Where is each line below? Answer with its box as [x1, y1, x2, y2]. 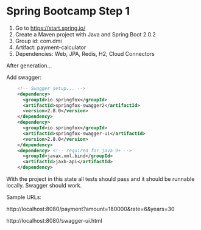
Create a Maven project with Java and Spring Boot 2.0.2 [15, 30, 157, 38]
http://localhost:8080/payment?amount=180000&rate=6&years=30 [6, 205, 175, 213]
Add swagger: [6, 73, 42, 81]
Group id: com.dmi [15, 37, 62, 44]
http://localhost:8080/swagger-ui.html [6, 217, 102, 225]
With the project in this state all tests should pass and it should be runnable [6, 175, 195, 183]
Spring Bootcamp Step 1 [6, 4, 130, 18]
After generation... [6, 62, 52, 69]
